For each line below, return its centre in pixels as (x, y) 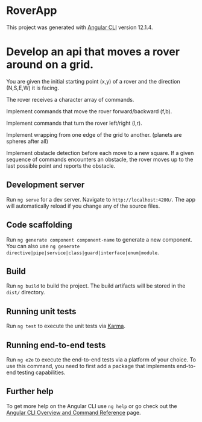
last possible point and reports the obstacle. (61, 166)
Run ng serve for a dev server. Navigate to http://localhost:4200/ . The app (101, 199)
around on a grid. (50, 65)
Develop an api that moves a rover (93, 52)
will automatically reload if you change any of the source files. (83, 206)
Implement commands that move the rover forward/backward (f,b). (89, 111)
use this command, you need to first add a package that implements (91, 366)
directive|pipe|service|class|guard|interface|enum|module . (83, 252)
